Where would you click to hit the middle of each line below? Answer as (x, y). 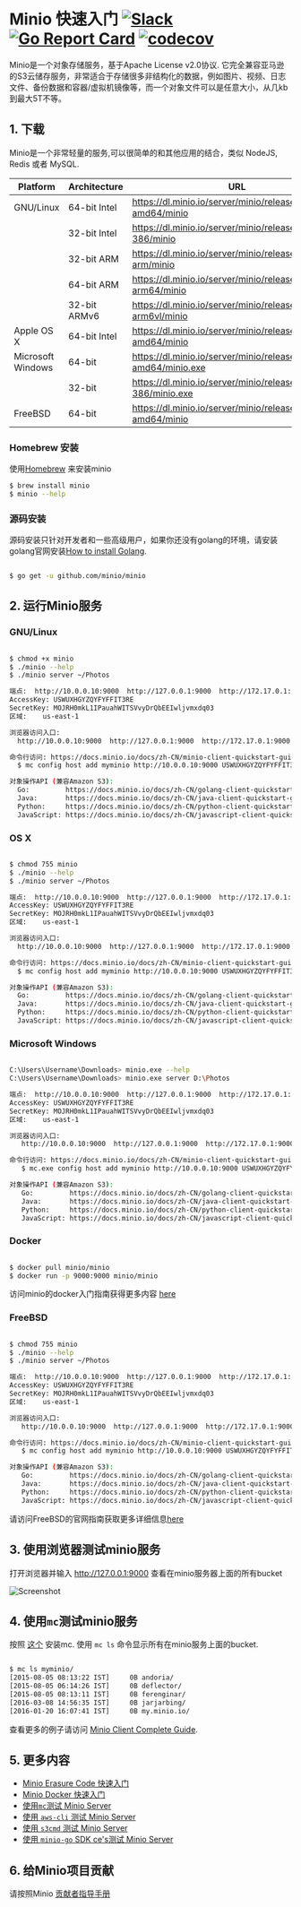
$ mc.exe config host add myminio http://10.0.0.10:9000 (130, 1169)
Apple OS (34, 331)
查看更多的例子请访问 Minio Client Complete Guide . (104, 1729)
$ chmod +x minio (42, 659)
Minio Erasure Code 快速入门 (76, 1783)
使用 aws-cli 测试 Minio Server (79, 1817)
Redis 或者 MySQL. (44, 164)
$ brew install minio (50, 486)
